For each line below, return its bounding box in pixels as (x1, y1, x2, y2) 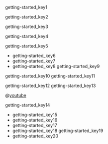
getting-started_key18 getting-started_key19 (12, 127, 104, 133)
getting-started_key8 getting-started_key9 (12, 63, 100, 69)
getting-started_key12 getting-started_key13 (5, 82, 96, 88)
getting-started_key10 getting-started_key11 (5, 73, 96, 79)
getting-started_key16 (12, 117, 58, 123)
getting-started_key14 (5, 102, 50, 108)
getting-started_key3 (5, 23, 48, 29)
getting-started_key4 (5, 33, 49, 39)
